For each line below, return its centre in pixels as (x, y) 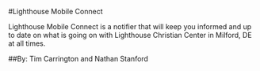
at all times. (27, 43)
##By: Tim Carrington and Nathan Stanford (78, 59)
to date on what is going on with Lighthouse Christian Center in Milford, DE (130, 35)
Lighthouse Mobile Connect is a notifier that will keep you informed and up (130, 26)
